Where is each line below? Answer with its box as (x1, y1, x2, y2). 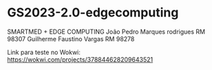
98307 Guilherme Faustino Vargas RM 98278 (7, 34, 135, 43)
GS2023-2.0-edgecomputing (7, 5, 179, 21)
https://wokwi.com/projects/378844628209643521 (7, 55, 153, 63)
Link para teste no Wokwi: (7, 48, 81, 56)
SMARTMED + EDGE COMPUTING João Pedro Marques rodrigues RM (7, 27, 206, 36)
